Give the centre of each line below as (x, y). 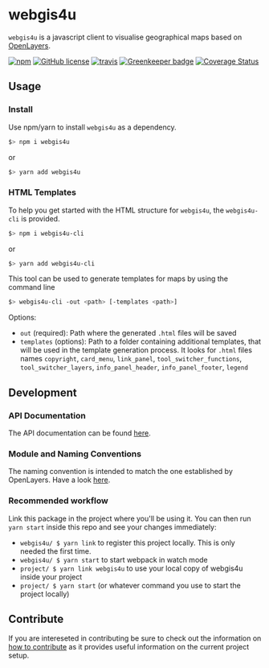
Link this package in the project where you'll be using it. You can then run (130, 518)
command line (32, 287)
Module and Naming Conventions (75, 454)
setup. (19, 656)
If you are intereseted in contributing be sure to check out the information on (135, 638)
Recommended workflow (58, 501)
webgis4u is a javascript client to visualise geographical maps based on (125, 37)
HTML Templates (42, 192)
